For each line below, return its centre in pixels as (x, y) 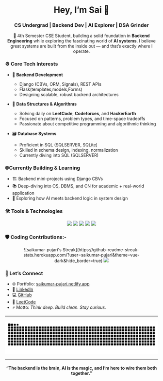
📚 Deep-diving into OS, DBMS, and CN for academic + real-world (78, 186)
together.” (81, 373)
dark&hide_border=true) (78, 261)
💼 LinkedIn (23, 289)
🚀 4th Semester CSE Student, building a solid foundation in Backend (81, 36)
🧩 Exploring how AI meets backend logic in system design (70, 198)
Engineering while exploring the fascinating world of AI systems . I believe (81, 41)
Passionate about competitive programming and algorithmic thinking (88, 123)
